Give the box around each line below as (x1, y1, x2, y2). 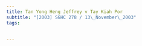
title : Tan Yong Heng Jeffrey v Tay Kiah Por (6, 8, 123, 15)
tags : (6, 20, 20, 26)
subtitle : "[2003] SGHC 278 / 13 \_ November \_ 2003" (6, 14, 137, 20)
